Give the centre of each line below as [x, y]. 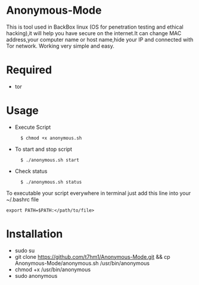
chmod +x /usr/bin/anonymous [53, 269]
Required [29, 70]
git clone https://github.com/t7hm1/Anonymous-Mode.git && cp [93, 256]
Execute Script [33, 127]
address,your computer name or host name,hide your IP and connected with [100, 39]
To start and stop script [43, 149]
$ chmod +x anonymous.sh [51, 138]
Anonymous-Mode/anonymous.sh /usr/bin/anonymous [82, 263]
